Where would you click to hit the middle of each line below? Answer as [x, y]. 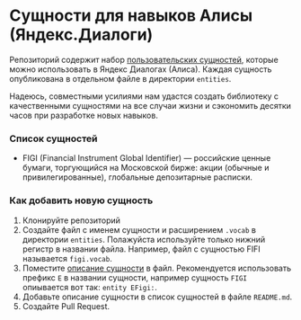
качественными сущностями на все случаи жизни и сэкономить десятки [150, 105]
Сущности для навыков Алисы [131, 16]
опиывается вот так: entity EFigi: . [89, 287]
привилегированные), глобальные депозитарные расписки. [137, 177]
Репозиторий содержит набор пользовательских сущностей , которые [144, 59]
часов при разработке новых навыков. [84, 115]
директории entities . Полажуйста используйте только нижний [144, 239]
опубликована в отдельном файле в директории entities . [120, 78]
